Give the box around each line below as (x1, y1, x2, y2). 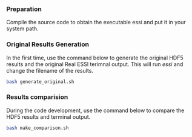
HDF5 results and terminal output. (6, 113, 91, 120)
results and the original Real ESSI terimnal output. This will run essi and (6, 60, 184, 68)
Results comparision (6, 93, 68, 101)
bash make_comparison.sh (6, 125, 69, 131)
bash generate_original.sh (6, 78, 74, 85)
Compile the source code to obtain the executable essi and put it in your (6, 19, 186, 26)
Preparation (6, 5, 42, 13)
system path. (6, 25, 39, 32)
